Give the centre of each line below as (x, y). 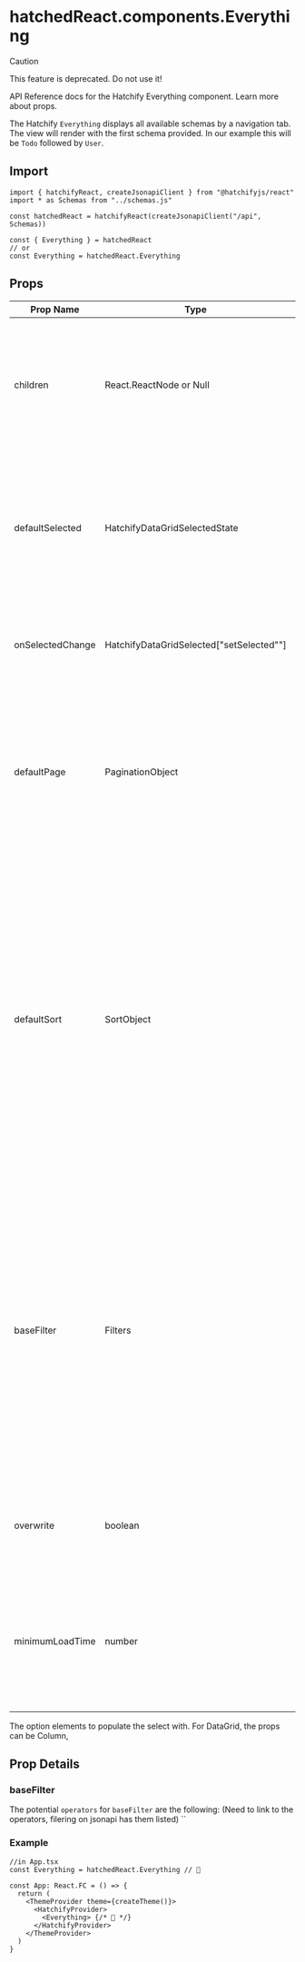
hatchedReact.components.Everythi (150, 17)
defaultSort (38, 1019)
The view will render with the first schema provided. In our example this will (151, 133)
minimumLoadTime (55, 1641)
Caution (24, 61)
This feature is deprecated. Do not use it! (86, 78)
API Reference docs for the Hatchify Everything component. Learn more (144, 96)
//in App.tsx (34, 1862)
